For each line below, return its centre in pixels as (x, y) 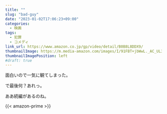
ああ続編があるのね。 (27, 96)
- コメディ (19, 42)
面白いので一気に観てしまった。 (38, 75)
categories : (17, 24)
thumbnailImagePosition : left (37, 56)
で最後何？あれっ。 (25, 86)
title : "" (15, 10)
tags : (11, 33)
